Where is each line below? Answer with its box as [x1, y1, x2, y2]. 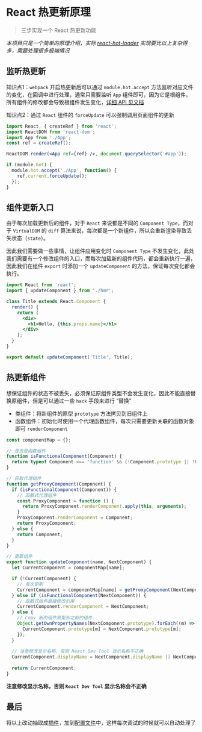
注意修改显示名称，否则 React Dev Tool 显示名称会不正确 [6, 682, 147, 690]
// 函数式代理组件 [17, 492, 57, 498]
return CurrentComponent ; [11, 665, 77, 671]
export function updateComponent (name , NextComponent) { [6, 559, 152, 565]
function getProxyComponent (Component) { [6, 481, 112, 487]
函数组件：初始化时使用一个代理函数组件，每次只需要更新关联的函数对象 [14, 417, 194, 425]
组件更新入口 [6, 202, 54, 213]
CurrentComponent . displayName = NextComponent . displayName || [11, 654, 171, 660]
